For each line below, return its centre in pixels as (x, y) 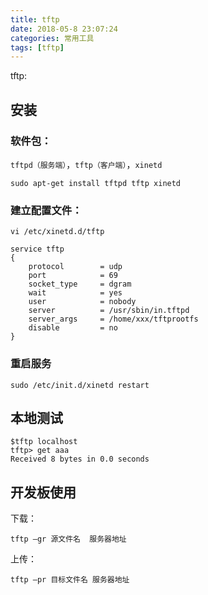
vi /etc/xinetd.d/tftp (57, 232)
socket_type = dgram (80, 284)
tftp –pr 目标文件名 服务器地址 (70, 580)
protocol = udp (75, 267)
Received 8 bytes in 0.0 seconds (80, 459)
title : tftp (35, 19)
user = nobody (82, 302)
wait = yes (75, 293)
